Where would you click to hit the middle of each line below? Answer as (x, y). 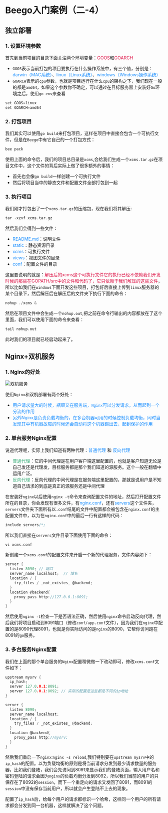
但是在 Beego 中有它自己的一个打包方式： (54, 139)
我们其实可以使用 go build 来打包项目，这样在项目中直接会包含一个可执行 (80, 133)
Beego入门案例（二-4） (54, 10)
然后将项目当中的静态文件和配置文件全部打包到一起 (65, 182)
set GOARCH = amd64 (23, 108)
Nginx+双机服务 (30, 357)
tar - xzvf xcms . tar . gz (29, 218)
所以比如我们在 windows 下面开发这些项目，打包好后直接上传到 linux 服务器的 (82, 287)
